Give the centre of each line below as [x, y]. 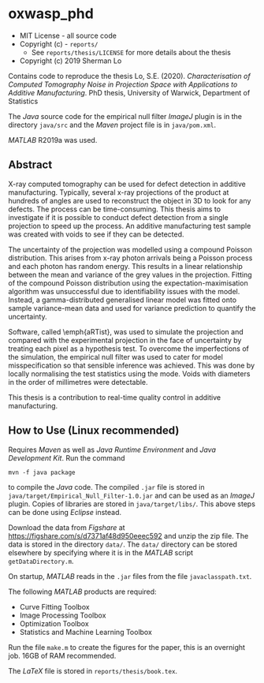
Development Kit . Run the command [67, 457]
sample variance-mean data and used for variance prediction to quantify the [132, 308]
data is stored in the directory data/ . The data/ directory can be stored [123, 544]
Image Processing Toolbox [63, 615]
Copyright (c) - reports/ [59, 43]
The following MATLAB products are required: [82, 592]
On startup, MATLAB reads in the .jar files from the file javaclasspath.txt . [130, 576]
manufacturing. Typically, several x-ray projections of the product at [119, 192]
